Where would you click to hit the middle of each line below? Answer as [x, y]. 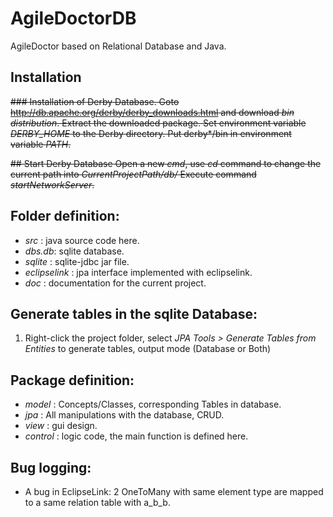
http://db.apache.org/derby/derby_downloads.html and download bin [152, 112]
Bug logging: [51, 467]
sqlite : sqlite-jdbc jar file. [77, 261]
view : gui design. [61, 426]
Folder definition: [65, 216]
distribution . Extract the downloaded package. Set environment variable [158, 123]
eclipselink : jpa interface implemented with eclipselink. [138, 272]
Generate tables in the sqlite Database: [134, 313]
